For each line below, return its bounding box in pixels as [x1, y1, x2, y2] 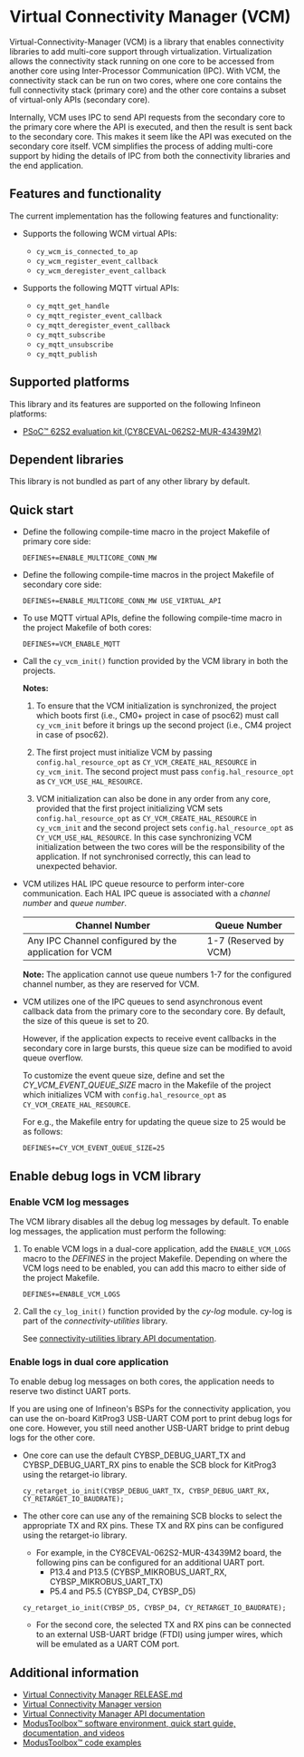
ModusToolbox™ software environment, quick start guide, [22, 1717, 236, 1729]
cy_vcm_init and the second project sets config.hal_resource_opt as [35, 823, 294, 834]
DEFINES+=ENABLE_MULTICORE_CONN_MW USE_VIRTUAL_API [22, 597, 222, 606]
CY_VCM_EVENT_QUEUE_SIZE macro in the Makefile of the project [22, 1079, 271, 1090]
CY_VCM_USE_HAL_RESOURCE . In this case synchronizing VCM [35, 832, 252, 843]
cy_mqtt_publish [35, 349, 98, 359]
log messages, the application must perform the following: [9, 1225, 227, 1236]
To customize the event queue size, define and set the [22, 1070, 225, 1081]
